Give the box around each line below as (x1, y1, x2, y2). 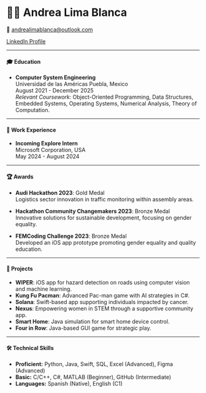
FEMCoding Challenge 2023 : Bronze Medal (15, 232, 127, 240)
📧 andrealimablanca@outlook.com (6, 26, 93, 33)
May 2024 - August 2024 (15, 153, 80, 160)
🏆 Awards (6, 173, 34, 180)
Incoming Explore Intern (15, 140, 78, 147)
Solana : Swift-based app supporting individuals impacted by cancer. (15, 298, 189, 305)
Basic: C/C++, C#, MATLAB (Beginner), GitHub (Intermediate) (15, 373, 172, 381)
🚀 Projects (6, 265, 33, 272)
